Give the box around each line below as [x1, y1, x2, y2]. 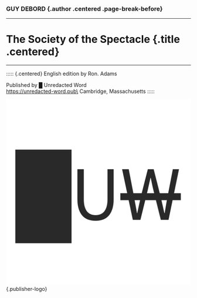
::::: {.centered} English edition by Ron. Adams [6, 70, 117, 78]
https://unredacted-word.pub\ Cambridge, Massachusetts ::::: [6, 88, 155, 95]
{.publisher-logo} [6, 286, 47, 293]
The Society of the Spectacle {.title [6, 33, 181, 46]
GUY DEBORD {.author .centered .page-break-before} [6, 5, 163, 13]
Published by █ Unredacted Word [6, 82, 87, 89]
